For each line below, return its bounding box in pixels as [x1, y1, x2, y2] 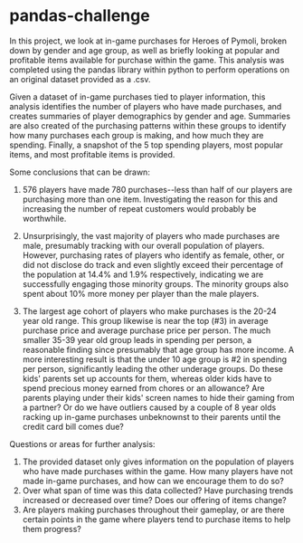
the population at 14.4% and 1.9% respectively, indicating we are [22, 269, 264, 280]
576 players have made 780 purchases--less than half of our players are [22, 184, 293, 195]
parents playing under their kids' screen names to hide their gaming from [22, 392, 295, 403]
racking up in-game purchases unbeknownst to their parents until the [22, 411, 281, 422]
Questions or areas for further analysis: [9, 438, 156, 449]
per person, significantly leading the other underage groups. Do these [22, 363, 283, 374]
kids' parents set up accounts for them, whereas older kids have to [22, 373, 272, 384]
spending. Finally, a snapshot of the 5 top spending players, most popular [9, 139, 283, 150]
